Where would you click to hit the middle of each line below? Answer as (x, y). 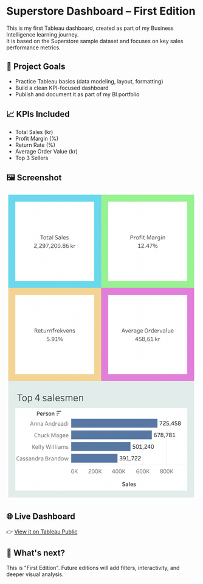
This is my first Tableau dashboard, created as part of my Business (90, 28)
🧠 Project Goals (36, 67)
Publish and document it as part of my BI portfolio (77, 94)
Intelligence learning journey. (43, 34)
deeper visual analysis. (35, 574)
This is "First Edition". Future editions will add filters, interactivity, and (93, 568)
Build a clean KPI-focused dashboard (62, 88)
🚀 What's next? (36, 553)
